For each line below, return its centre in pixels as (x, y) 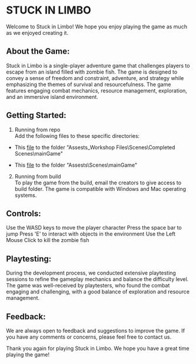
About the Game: (38, 52)
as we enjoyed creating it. (37, 32)
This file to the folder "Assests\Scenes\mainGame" (76, 165)
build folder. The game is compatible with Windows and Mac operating (100, 188)
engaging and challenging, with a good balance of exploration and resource (98, 292)
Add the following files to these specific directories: (77, 135)
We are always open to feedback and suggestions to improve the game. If (96, 331)
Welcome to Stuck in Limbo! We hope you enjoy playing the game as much (97, 27)
